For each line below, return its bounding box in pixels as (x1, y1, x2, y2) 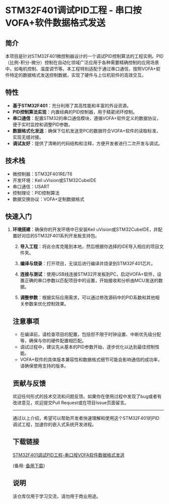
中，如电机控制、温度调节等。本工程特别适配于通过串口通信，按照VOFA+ (5, 66, 156, 72)
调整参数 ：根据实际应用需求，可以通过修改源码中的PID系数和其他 (20, 294, 155, 300)
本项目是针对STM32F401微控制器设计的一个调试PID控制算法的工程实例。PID (5, 53, 164, 59)
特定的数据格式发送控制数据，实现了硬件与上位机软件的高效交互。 (9, 72, 146, 78)
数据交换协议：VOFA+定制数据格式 (12, 196, 84, 202)
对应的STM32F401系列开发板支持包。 (21, 233, 100, 239)
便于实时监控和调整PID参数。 (12, 121, 73, 128)
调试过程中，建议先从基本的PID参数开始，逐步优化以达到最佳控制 (20, 344, 155, 350)
